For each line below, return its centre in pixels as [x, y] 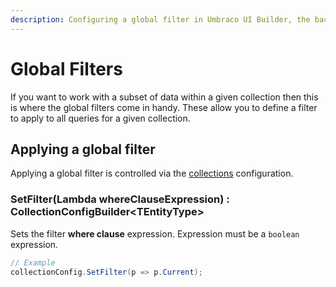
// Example [33, 262]
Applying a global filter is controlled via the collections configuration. [152, 173]
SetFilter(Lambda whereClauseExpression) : [120, 199]
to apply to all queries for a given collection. [100, 118]
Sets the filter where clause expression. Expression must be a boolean [155, 233]
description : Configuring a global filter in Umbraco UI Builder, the [160, 19]
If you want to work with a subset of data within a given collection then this [164, 97]
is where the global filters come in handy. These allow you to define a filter [164, 107]
